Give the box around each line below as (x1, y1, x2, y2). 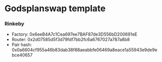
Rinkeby (4, 21, 25, 27)
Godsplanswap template (4, 3, 106, 14)
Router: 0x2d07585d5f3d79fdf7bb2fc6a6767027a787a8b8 (11, 37, 130, 42)
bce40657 (11, 52, 33, 58)
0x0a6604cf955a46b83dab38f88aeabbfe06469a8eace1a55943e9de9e (11, 47, 158, 53)
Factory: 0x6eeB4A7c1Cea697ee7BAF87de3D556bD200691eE (11, 31, 138, 37)
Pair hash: (11, 42, 32, 48)
